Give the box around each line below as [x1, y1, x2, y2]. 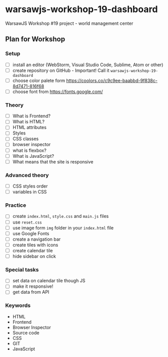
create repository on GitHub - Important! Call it [12, 67, 109, 73]
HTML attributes [12, 124, 47, 130]
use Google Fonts [12, 230, 49, 236]
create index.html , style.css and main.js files [12, 213, 109, 219]
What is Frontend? [12, 113, 51, 119]
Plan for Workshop [5, 35, 66, 43]
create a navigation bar [12, 236, 61, 242]
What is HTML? [12, 119, 45, 125]
